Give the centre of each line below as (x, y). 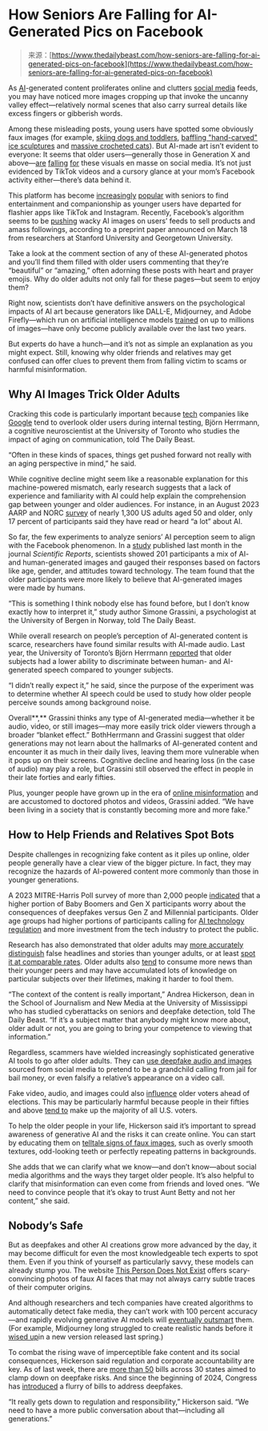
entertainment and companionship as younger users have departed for (125, 204)
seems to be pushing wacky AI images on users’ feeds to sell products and (132, 221)
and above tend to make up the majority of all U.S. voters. (103, 1110)
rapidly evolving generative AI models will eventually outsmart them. (142, 1320)
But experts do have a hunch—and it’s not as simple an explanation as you (131, 344)
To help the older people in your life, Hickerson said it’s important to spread (132, 1125)
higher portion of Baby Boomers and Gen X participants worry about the (127, 903)
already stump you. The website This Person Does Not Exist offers (118, 1270)
